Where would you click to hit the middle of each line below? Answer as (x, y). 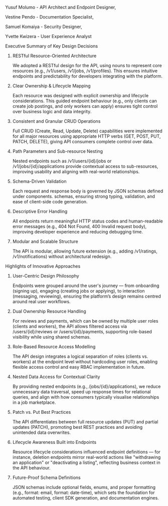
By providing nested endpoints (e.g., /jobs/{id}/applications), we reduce (87, 386)
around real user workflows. (42, 302)
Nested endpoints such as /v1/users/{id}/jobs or (62, 161)
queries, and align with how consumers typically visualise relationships (86, 397)
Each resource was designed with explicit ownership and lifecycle (80, 95)
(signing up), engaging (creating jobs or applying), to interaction (78, 291)
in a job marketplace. (34, 402)
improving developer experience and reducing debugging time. (77, 232)
